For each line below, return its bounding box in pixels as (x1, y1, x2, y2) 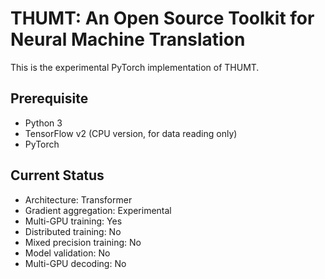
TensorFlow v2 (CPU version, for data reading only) (24, 127, 238, 139)
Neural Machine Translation (10, 28, 246, 51)
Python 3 (24, 117, 63, 129)
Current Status (10, 167, 105, 184)
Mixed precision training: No (24, 236, 142, 248)
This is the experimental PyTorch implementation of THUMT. (10, 61, 260, 73)
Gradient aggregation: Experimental (24, 204, 172, 216)
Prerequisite (10, 90, 89, 107)
